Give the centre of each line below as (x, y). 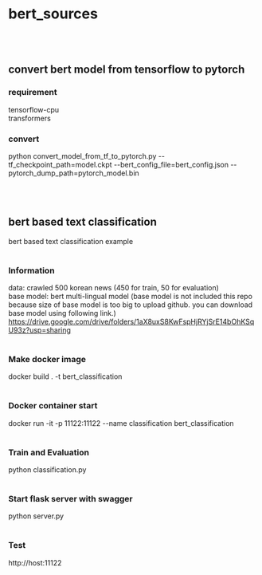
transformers (30, 118)
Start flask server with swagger (70, 498)
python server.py (36, 516)
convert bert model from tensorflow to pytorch (127, 70)
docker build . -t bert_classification (65, 376)
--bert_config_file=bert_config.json (172, 164)
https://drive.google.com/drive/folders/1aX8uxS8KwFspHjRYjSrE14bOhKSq (131, 322)
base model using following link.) (63, 313)
